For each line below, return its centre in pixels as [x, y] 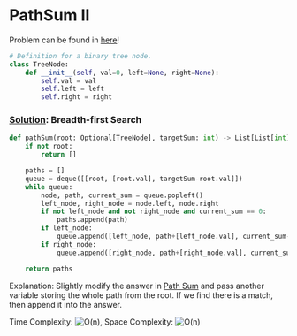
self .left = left [72, 89]
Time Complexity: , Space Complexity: [91, 321]
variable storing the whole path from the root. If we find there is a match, [141, 295]
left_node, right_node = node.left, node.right [130, 203]
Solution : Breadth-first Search [76, 120]
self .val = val [69, 80]
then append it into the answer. [65, 304]
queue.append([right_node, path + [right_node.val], [152, 253]
